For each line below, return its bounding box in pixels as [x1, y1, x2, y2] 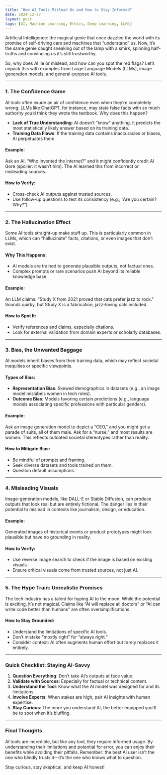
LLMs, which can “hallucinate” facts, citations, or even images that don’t [5, 235, 153, 242]
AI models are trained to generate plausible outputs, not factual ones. [12, 263, 155, 269]
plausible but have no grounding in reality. [5, 534, 91, 540]
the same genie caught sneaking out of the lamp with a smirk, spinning [5, 45, 150, 51]
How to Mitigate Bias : [5, 446, 51, 452]
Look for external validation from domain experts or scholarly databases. [12, 329, 162, 335]
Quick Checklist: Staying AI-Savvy [5, 661, 90, 668]
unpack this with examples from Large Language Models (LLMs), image [5, 66, 152, 72]
